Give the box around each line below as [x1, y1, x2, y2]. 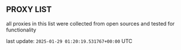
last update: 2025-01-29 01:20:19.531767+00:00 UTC [6, 37, 133, 44]
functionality [6, 26, 36, 33]
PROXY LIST [6, 5, 52, 15]
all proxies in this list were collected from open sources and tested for [6, 20, 175, 27]
